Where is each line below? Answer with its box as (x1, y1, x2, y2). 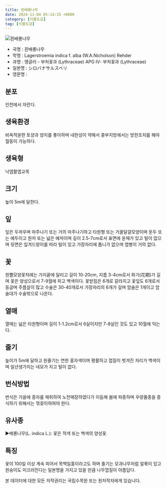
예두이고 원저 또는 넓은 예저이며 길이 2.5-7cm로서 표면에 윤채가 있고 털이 (10, 235, 153, 241)
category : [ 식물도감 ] (5, 17, 46, 22)
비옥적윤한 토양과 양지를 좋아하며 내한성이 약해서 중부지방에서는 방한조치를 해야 (5, 132, 160, 138)
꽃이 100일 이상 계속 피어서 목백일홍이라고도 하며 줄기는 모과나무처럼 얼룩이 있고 (5, 461, 162, 467)
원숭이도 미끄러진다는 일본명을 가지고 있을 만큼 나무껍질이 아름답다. (5, 467, 136, 473)
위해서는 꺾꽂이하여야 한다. (18, 400, 71, 406)
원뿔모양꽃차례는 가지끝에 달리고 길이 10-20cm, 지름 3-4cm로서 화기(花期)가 (5, 272, 156, 278)
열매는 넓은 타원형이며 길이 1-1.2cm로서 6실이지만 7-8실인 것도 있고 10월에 (5, 321, 151, 327)
